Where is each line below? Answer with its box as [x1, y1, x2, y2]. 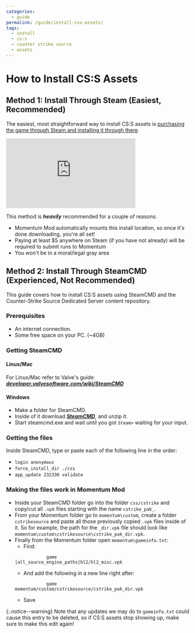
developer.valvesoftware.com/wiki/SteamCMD [6, 380, 124, 387]
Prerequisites [6, 312, 45, 320]
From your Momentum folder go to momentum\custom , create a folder [14, 511, 177, 518]
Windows [6, 393, 30, 400]
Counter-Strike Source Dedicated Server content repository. [6, 297, 151, 304]
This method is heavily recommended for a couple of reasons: [6, 213, 157, 220]
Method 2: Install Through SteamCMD [6, 266, 148, 276]
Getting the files [6, 434, 53, 442]
